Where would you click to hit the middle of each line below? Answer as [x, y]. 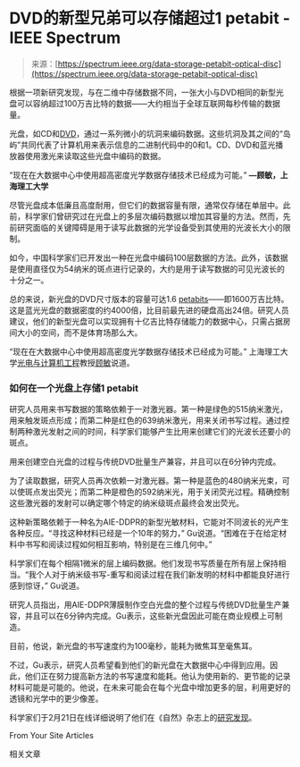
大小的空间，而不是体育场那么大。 [79, 333]
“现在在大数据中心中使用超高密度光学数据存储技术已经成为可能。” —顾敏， [145, 174]
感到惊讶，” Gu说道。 [47, 586]
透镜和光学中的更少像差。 [56, 699]
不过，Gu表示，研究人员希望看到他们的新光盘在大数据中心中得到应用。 [140, 665]
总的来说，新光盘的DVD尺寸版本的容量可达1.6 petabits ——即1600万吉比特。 [149, 299]
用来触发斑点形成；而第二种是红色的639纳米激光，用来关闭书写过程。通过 [146, 420]
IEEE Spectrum [65, 38]
